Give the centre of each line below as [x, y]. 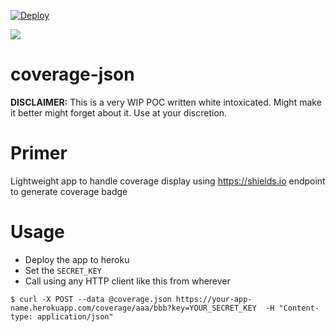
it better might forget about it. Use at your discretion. [119, 112]
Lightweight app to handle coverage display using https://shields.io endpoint [168, 181]
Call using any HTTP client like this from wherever [127, 281]
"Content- [299, 308]
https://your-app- [214, 299]
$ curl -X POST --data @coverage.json [91, 299]
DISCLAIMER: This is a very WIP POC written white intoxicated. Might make [166, 102]
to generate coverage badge [69, 191]
